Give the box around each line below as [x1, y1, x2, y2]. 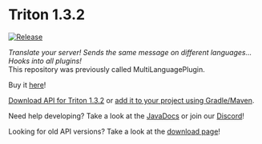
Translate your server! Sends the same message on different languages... [8, 47, 252, 57]
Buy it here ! [8, 80, 46, 90]
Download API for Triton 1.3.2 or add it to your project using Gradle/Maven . [8, 95, 255, 105]
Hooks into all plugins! [8, 56, 82, 66]
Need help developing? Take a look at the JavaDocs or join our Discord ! [8, 110, 244, 121]
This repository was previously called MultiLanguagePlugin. [8, 64, 206, 74]
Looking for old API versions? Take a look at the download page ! [8, 126, 220, 136]
